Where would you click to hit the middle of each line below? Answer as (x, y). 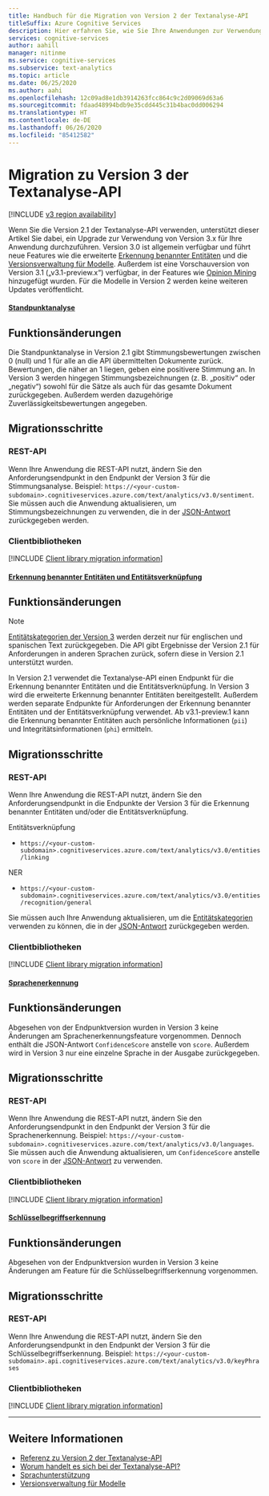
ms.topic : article (39, 75)
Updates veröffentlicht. (46, 289)
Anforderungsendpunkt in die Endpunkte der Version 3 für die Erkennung (129, 803)
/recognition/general (56, 903)
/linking (34, 858)
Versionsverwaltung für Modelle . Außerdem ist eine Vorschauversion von (129, 264)
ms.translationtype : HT (48, 113)
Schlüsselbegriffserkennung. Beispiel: (71, 1353)
